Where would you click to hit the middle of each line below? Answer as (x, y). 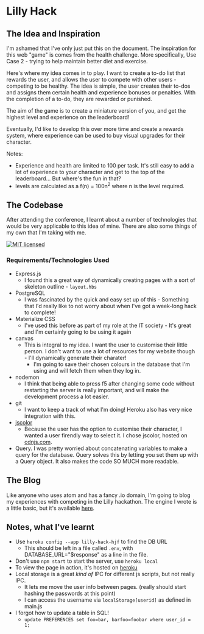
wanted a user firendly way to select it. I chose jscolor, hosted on (106, 435)
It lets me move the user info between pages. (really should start (105, 587)
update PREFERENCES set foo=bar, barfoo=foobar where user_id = (107, 620)
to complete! (40, 312)
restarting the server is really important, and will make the (97, 390)
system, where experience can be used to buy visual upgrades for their (96, 136)
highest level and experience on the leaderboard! (68, 117)
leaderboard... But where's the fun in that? (68, 178)
